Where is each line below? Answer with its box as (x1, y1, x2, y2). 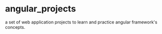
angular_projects (5, 3, 76, 14)
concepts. (5, 24, 26, 30)
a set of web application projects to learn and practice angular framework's (5, 19, 158, 25)
